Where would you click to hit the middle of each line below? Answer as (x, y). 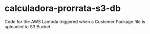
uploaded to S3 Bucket (28, 26)
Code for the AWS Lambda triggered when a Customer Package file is (75, 22)
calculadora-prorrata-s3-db (63, 8)
